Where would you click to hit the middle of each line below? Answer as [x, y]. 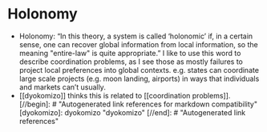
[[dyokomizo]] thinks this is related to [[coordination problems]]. [125, 95]
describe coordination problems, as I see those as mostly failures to [131, 62]
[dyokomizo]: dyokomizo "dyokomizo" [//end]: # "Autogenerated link [132, 112]
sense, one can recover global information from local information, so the [138, 44]
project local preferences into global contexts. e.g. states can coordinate [139, 70]
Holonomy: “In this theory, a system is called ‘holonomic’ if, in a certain [136, 36]
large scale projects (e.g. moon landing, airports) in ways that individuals [139, 78]
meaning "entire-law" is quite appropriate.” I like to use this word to [130, 53]
